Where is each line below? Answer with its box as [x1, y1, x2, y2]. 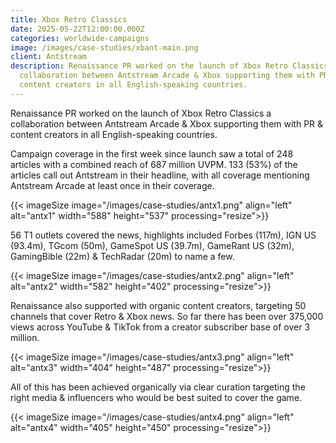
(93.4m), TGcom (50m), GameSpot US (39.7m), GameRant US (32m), [10, 239, 295, 251]
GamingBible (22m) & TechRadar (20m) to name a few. [10, 250, 235, 262]
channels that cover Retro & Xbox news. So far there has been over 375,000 [10, 310, 324, 322]
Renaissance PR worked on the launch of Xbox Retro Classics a [10, 107, 272, 119]
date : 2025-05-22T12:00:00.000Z [10, 24, 145, 34]
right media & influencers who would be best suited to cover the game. [10, 391, 303, 403]
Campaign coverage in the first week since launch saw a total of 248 [10, 147, 294, 160]
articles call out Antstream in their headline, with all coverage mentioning [10, 169, 310, 181]
